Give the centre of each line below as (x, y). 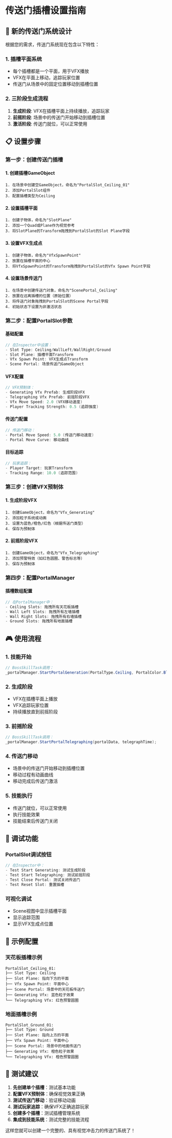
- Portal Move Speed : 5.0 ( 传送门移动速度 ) (50, 435)
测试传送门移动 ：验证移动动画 (44, 1100)
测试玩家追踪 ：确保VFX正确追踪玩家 (51, 1107)
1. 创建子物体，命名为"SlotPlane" (39, 220)
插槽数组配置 (19, 591)
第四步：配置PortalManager (40, 577)
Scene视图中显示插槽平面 (40, 911)
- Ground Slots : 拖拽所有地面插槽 (39, 621)
